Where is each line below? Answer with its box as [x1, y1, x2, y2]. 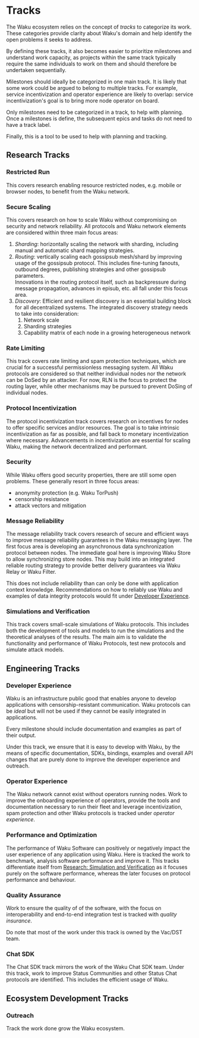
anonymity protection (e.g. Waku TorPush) [14, 489, 119, 496]
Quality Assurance [6, 891, 61, 899]
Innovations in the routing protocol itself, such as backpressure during [14, 278, 187, 285]
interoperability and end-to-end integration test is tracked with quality [6, 910, 177, 918]
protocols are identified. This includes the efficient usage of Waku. [6, 976, 169, 983]
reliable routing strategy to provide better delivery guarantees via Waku [6, 562, 181, 569]
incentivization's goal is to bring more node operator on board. [6, 97, 159, 104]
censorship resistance [14, 495, 70, 502]
